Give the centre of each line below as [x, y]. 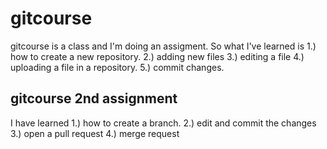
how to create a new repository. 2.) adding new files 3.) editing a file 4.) [157, 56]
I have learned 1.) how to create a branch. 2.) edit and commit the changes [163, 123]
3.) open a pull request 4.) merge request [95, 133]
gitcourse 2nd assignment [94, 98]
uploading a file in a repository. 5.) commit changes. [117, 67]
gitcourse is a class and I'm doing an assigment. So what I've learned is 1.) [163, 46]
